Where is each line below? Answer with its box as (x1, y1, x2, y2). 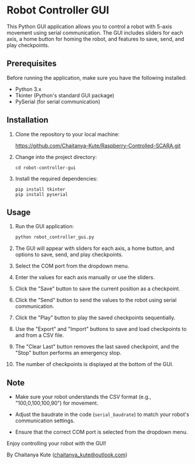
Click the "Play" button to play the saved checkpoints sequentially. (15, 314, 176, 321)
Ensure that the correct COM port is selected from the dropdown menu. (15, 429, 188, 436)
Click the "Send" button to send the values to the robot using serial (15, 297, 177, 304)
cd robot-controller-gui (15, 165, 76, 171)
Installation (6, 115, 49, 125)
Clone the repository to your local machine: (15, 130, 119, 138)
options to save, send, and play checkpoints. (15, 251, 124, 258)
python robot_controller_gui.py (15, 234, 94, 241)
